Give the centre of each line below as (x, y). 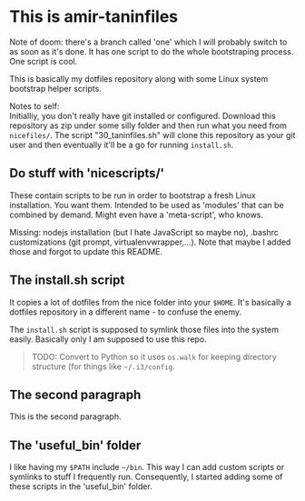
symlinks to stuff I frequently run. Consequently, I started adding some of (146, 477)
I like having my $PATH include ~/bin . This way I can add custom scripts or (147, 467)
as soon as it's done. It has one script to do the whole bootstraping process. (152, 51)
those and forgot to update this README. (86, 251)
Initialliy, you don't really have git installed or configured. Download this (143, 115)
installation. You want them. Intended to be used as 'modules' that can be (147, 205)
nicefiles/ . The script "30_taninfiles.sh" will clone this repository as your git (152, 135)
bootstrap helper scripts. (55, 88)
